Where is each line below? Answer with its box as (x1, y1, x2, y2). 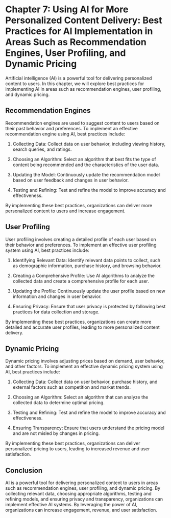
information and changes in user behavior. (12, 293, 102, 300)
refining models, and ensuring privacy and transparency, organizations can (5, 496, 163, 502)
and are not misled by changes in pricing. (12, 430, 100, 436)
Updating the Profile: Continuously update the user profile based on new (12, 288, 165, 294)
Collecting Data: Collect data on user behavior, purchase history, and (12, 378, 158, 385)
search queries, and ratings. (12, 146, 72, 152)
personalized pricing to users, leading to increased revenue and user (5, 446, 150, 452)
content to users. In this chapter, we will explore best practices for (5, 81, 144, 87)
